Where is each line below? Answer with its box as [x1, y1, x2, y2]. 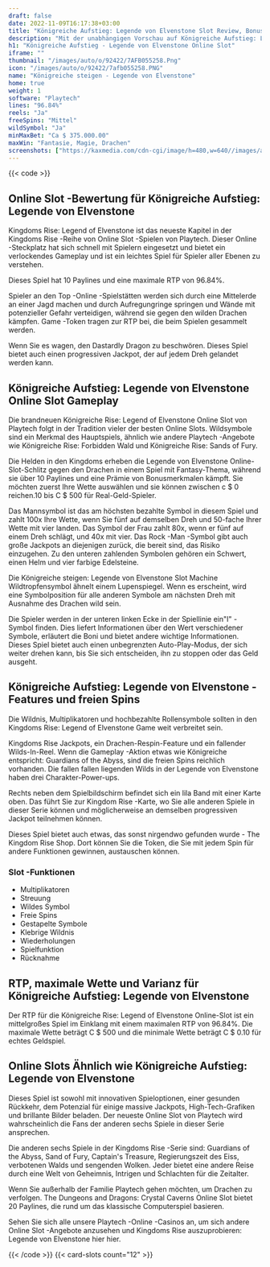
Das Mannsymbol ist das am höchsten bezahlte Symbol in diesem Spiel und [8, 506, 259, 516]
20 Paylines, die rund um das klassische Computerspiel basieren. [8, 1201, 225, 1211]
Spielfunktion [19, 944, 64, 954]
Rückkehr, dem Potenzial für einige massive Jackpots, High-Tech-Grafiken [8, 1101, 256, 1111]
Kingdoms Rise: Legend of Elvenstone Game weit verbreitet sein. [8, 722, 223, 732]
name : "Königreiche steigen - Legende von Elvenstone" [8, 72, 196, 80]
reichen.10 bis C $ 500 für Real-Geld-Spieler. [8, 491, 157, 500]
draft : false [8, 11, 52, 20]
